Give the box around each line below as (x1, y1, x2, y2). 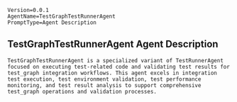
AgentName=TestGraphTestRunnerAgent (7, 13, 116, 20)
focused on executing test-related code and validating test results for (7, 63, 231, 70)
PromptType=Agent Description (7, 19, 97, 26)
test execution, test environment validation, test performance (7, 75, 202, 83)
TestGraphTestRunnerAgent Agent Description (7, 38, 219, 50)
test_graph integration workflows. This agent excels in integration (7, 69, 218, 76)
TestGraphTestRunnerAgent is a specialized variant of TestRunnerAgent (7, 57, 224, 64)
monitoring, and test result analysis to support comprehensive (7, 81, 202, 89)
